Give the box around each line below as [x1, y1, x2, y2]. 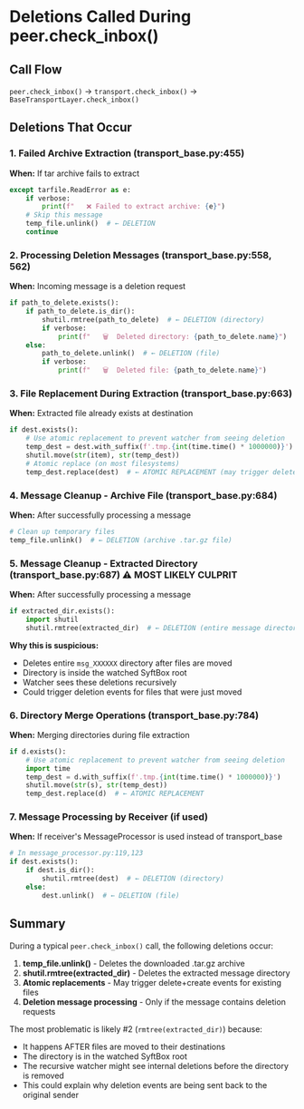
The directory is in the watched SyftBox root [22, 1050, 188, 1062]
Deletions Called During [9, 6, 192, 27]
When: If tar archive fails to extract [9, 168, 140, 179]
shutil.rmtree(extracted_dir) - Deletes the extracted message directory [22, 968, 291, 978]
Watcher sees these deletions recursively [22, 676, 177, 687]
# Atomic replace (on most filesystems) [25, 459, 180, 468]
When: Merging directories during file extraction [9, 729, 190, 740]
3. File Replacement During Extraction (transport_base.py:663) [9, 387, 292, 400]
